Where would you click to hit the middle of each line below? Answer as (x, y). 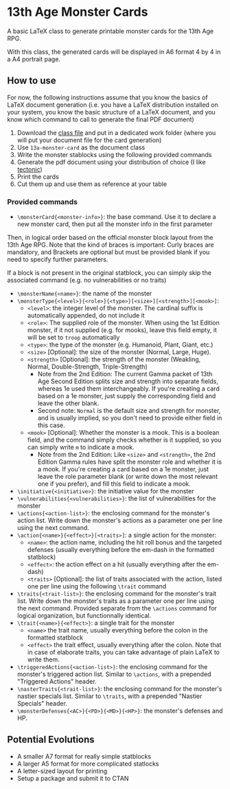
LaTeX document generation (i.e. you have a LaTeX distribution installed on (113, 105)
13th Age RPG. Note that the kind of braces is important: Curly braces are (111, 245)
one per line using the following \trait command (97, 586)
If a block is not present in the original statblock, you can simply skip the (109, 273)
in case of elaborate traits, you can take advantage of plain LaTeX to (123, 653)
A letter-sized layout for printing (62, 771)
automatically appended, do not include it (86, 316)
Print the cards (38, 176)
